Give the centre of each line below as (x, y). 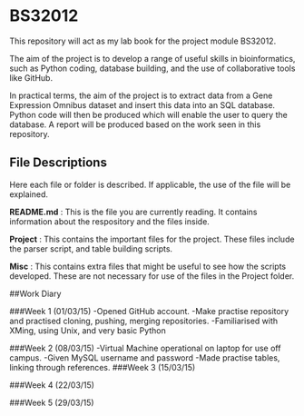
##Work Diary (35, 293)
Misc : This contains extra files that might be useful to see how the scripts (148, 266)
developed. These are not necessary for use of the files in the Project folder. (152, 276)
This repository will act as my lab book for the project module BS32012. (143, 41)
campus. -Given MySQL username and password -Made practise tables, (145, 357)
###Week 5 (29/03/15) (52, 402)
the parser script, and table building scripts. (91, 248)
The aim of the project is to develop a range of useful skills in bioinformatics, (152, 58)
